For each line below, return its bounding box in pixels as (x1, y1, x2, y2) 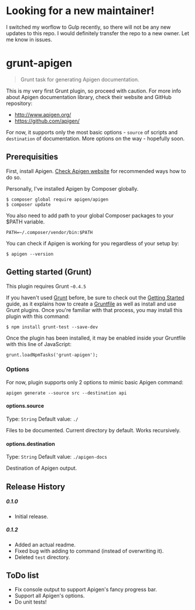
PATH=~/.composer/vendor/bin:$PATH (6, 229, 93, 235)
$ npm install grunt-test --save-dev (6, 324, 98, 330)
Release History (6, 482, 66, 492)
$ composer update (6, 201, 51, 208)
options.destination (6, 440, 56, 447)
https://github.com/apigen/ (14, 117, 80, 124)
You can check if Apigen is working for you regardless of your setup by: (6, 239, 180, 247)
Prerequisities (6, 152, 59, 162)
